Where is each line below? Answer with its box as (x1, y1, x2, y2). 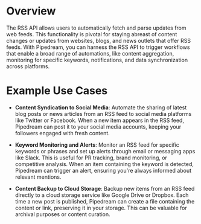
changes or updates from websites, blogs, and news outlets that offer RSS (6, 37, 191, 44)
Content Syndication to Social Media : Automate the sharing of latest (14, 104, 187, 111)
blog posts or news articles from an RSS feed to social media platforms (14, 110, 192, 117)
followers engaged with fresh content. (14, 129, 110, 136)
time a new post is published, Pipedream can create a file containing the (14, 197, 195, 205)
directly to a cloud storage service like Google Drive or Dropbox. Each (14, 191, 189, 199)
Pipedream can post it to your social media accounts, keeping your (14, 123, 182, 130)
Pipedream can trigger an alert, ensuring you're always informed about (14, 167, 192, 174)
